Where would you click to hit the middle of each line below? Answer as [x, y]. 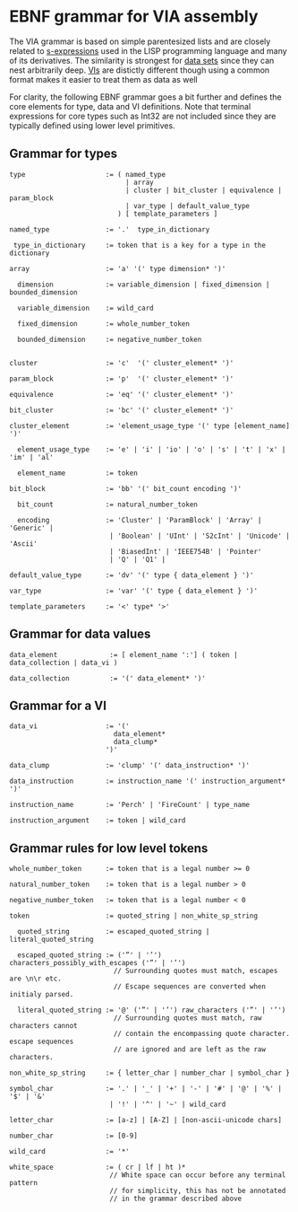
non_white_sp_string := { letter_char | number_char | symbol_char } [150, 1073]
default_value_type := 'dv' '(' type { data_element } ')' [132, 575]
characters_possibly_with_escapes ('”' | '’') [98, 963]
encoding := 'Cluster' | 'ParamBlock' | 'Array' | [140, 520]
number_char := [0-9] [74, 1136]
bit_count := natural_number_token [108, 505]
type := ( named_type [88, 174]
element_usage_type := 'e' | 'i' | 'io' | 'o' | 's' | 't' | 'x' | [152, 449]
